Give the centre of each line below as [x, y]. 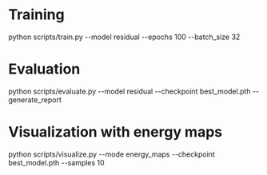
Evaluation [44, 69]
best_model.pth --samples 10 [57, 162]
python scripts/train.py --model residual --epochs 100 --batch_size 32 [124, 37]
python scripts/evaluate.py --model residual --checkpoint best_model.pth [130, 91]
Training [37, 15]
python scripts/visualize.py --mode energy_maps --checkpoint [112, 154]
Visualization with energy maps [116, 132]
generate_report [35, 99]
